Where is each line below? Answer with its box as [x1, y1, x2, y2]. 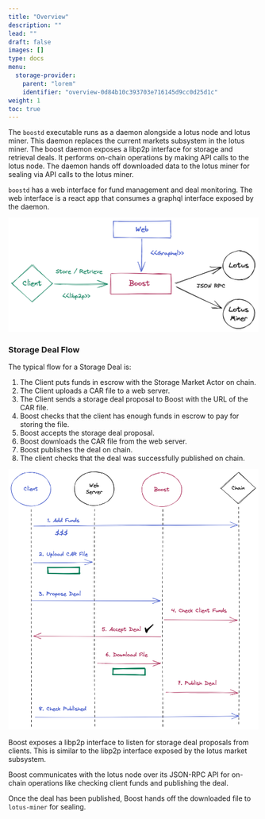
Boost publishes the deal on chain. [19, 445, 133, 455]
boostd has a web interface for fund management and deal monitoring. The [8, 185, 253, 194]
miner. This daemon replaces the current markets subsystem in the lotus [8, 136, 245, 146]
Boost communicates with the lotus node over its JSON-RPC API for [8, 770, 230, 779]
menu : [8, 63, 26, 71]
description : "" [8, 21, 62, 29]
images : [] [8, 46, 44, 55]
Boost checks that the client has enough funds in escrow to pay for [19, 411, 240, 421]
